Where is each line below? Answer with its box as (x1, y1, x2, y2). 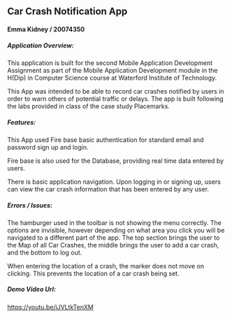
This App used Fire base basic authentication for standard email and (7, 136, 204, 144)
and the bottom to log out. (7, 248, 82, 256)
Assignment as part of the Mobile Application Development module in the (7, 66, 218, 74)
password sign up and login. (7, 143, 89, 151)
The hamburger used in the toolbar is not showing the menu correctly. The (7, 218, 222, 226)
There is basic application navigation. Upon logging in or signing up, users (7, 178, 222, 186)
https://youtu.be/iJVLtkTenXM (7, 303, 94, 311)
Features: (7, 118, 36, 127)
